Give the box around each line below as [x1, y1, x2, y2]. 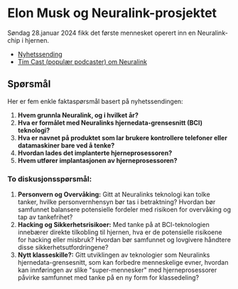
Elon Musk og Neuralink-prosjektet [7, 5, 217, 21]
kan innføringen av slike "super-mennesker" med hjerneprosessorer [17, 266, 217, 275]
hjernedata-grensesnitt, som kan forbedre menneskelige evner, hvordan [17, 258, 229, 267]
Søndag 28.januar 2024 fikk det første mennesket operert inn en [7, 28, 196, 37]
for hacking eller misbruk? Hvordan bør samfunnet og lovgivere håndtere [17, 236, 231, 244]
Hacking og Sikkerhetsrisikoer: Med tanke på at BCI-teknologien [17, 221, 210, 229]
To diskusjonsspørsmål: [7, 174, 92, 184]
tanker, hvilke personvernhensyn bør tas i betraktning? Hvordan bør [17, 198, 216, 206]
